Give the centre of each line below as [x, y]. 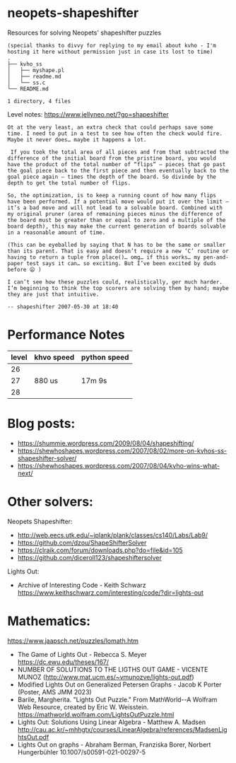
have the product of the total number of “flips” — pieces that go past [117, 164]
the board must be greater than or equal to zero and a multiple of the [117, 220]
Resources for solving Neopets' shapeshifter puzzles [84, 33]
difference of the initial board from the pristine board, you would [112, 158]
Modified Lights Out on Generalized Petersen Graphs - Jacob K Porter [119, 685]
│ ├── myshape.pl [36, 70]
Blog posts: [41, 424]
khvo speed [54, 357]
